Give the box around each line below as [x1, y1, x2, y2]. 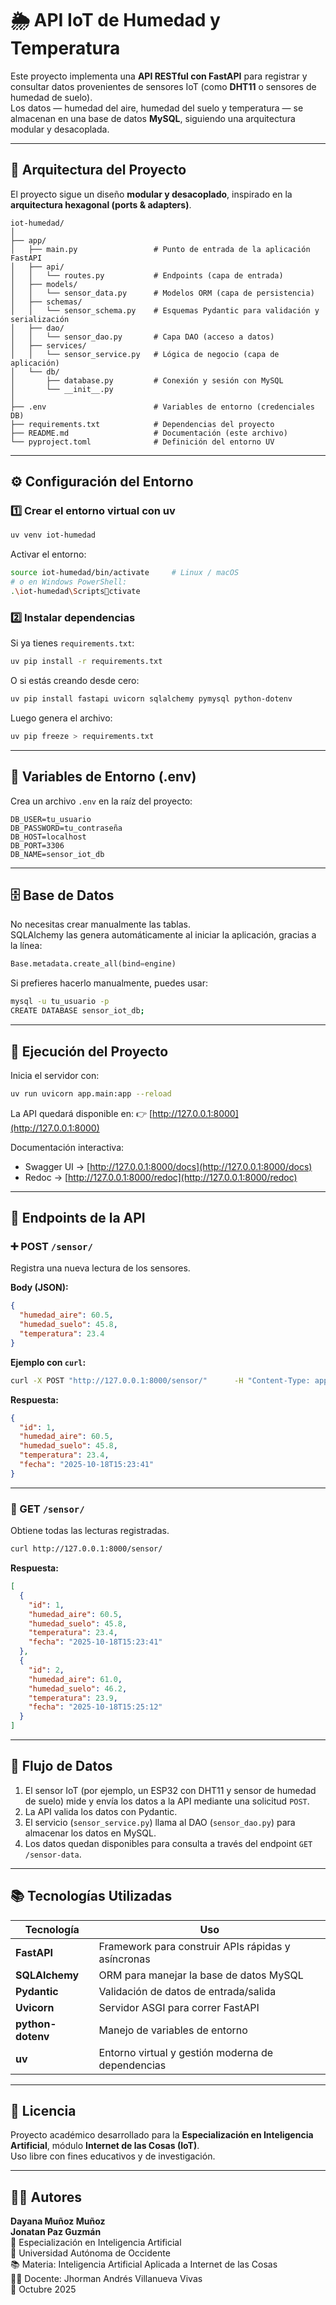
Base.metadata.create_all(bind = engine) [10, 959, 177, 969]
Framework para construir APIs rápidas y [98, 1939, 291, 1953]
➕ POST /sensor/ [10, 1240, 93, 1254]
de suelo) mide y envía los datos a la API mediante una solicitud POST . [24, 1795, 310, 1807]
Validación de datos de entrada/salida [98, 1984, 277, 1998]
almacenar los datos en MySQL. [24, 1827, 157, 1839]
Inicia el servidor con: [10, 1069, 100, 1081]
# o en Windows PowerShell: [10, 577, 128, 587]
